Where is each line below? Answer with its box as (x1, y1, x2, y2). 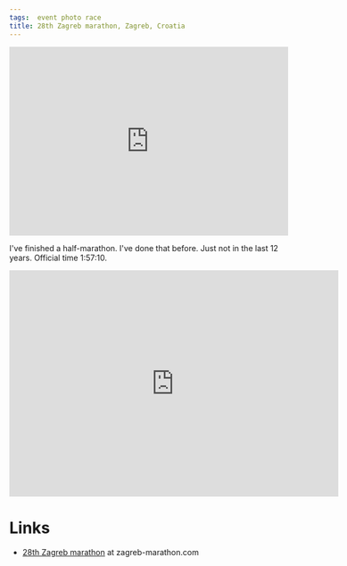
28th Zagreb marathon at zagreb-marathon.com (21, 547, 199, 558)
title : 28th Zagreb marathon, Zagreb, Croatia (9, 21, 186, 30)
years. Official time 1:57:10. (9, 252, 107, 263)
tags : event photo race (9, 13, 102, 22)
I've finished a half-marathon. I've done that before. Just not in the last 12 (9, 242, 279, 253)
